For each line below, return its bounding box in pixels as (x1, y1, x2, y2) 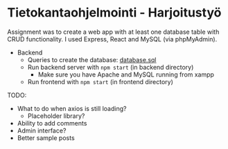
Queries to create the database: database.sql (27, 55, 157, 63)
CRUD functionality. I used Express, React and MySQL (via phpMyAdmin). (7, 34, 218, 43)
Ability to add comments (17, 119, 87, 127)
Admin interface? (17, 126, 67, 135)
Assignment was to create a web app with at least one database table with (7, 28, 220, 36)
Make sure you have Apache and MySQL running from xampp (37, 70, 215, 79)
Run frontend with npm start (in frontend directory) (27, 77, 173, 86)
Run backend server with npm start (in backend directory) (27, 63, 194, 71)
